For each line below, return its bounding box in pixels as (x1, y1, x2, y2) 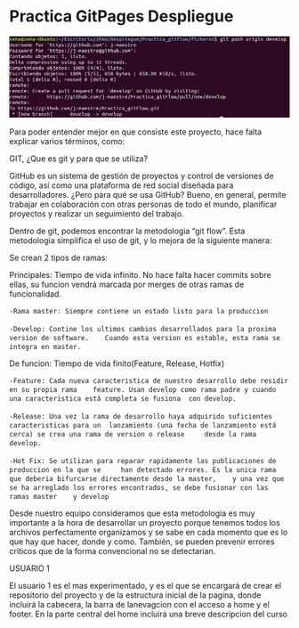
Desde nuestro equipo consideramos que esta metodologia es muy (9, 508, 255, 518)
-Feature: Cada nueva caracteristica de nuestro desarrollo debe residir (9, 377, 289, 386)
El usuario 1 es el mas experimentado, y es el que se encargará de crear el (9, 581, 282, 591)
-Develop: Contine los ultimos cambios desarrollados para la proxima (9, 325, 277, 334)
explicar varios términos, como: (9, 136, 125, 147)
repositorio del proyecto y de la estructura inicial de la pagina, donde (9, 590, 262, 600)
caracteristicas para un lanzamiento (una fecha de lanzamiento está (9, 421, 277, 430)
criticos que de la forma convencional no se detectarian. (9, 546, 216, 557)
